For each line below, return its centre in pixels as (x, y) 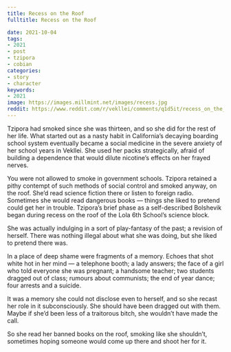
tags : (15, 38)
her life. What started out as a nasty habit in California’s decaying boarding (113, 135)
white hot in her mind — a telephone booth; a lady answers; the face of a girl (115, 263)
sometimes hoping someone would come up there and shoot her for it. (107, 341)
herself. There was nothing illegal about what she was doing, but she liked (112, 235)
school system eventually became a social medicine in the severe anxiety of (115, 143)
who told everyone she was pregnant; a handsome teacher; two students (111, 271)
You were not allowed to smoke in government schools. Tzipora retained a (112, 178)
